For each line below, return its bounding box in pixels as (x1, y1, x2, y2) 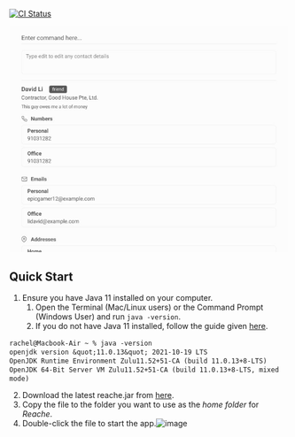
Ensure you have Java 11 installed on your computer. (21, 293, 213, 303)
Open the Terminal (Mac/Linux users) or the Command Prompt (35, 302, 264, 313)
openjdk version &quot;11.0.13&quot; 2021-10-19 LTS (9, 348, 208, 357)
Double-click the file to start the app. (21, 418, 157, 429)
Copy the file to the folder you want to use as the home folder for (21, 399, 260, 410)
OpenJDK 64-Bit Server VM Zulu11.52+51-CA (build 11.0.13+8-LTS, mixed (9, 365, 279, 375)
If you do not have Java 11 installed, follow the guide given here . (35, 321, 268, 332)
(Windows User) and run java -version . (35, 311, 182, 322)
